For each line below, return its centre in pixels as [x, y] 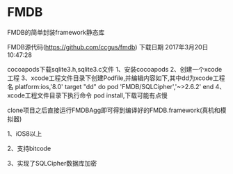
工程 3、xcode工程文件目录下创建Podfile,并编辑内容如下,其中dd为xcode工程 [116, 78]
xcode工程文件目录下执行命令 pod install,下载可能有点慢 [88, 95]
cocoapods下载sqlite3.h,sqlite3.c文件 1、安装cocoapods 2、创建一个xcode [115, 69]
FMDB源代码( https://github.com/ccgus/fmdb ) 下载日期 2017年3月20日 [108, 47]
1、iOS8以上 [25, 134]
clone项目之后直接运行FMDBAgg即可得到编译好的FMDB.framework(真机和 [114, 110]
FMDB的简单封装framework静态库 [56, 32]
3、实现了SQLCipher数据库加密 [52, 163]
